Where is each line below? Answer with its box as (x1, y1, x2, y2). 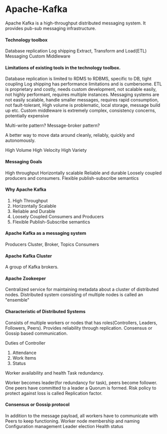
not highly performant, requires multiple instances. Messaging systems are (5, 91, 159, 98)
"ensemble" (5, 297, 30, 303)
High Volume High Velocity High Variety (5, 147, 87, 153)
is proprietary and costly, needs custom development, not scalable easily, (5, 86, 157, 92)
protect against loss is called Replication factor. (5, 390, 102, 396)
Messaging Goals (5, 158, 42, 164)
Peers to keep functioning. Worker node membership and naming (5, 418, 140, 424)
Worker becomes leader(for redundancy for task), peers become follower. (5, 380, 157, 386)
